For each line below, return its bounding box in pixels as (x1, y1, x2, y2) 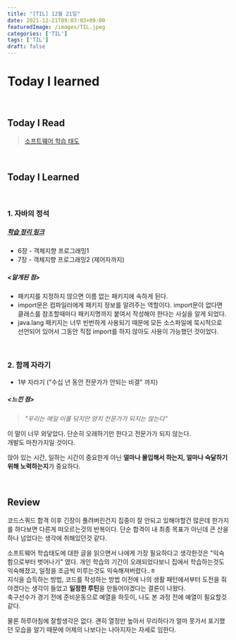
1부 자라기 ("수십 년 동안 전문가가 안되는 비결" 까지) (17, 378, 159, 386)
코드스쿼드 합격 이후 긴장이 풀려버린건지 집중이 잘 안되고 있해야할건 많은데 (7, 516, 211, 524)
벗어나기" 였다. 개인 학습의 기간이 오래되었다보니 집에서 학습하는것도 (37, 558, 225, 566)
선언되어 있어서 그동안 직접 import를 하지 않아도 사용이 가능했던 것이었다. (17, 327, 219, 336)
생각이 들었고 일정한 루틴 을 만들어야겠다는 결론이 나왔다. (31, 584, 186, 592)
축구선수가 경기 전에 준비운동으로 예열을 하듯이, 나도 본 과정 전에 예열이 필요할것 (7, 593, 228, 601)
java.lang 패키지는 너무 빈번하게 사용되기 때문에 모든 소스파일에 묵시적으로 (17, 319, 223, 327)
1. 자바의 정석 (7, 209, 50, 219)
